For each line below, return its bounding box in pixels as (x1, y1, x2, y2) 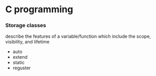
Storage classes (5, 22, 47, 29)
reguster (12, 65, 31, 71)
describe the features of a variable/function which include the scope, (5, 33, 151, 39)
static (12, 60, 25, 66)
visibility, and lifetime (5, 39, 50, 45)
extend (12, 54, 28, 60)
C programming (5, 4, 73, 15)
